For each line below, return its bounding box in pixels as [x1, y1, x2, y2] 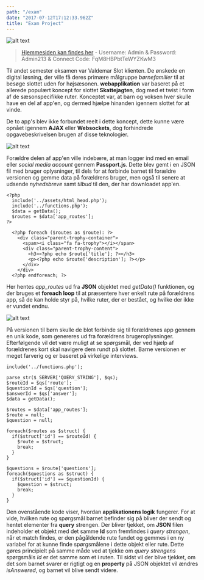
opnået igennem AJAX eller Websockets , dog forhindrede [6, 125, 153, 132]
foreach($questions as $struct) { [6, 471, 94, 477]
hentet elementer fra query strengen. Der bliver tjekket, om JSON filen [6, 521, 184, 529]
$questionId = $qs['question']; [6, 385, 88, 391]
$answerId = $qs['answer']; [6, 391, 78, 397]
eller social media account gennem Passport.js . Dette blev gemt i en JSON [6, 161, 196, 169]
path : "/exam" [6, 9, 43, 15]
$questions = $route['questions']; [6, 465, 97, 472]
